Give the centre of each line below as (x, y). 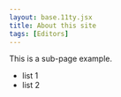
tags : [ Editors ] (39, 34)
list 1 (30, 76)
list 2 (31, 86)
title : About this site (53, 26)
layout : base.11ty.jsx (51, 17)
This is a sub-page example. (61, 59)
